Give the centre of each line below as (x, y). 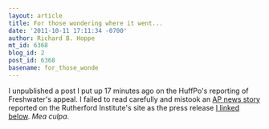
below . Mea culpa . (39, 116)
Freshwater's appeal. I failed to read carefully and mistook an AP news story (134, 99)
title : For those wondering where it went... (86, 23)
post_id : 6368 (32, 61)
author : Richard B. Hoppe (51, 38)
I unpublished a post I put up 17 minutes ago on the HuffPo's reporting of (128, 91)
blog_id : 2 (26, 53)
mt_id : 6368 (28, 46)
